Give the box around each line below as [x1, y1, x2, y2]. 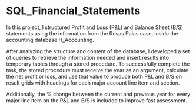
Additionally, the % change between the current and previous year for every [6, 90, 191, 98]
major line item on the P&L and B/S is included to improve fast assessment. [6, 96, 187, 104]
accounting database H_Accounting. [6, 36, 94, 43]
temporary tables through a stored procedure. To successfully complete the [6, 60, 190, 67]
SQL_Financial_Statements [6, 4, 141, 18]
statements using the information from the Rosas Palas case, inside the [6, 30, 178, 37]
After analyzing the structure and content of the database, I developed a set [6, 47, 190, 54]
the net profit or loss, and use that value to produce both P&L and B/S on [6, 73, 182, 80]
